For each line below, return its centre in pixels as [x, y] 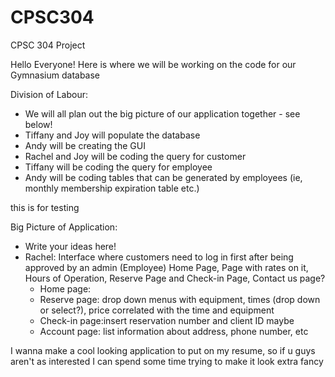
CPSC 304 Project [48, 45]
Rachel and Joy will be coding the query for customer [135, 156]
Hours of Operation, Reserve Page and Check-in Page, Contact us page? [175, 278]
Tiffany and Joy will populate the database [112, 135]
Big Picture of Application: [64, 227]
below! [38, 124]
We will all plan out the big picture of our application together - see [162, 113]
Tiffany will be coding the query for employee [118, 167]
